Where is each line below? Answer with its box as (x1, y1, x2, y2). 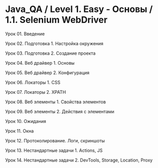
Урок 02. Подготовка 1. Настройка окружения (5, 40, 104, 46)
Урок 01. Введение (5, 31, 45, 37)
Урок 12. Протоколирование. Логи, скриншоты (5, 137, 105, 143)
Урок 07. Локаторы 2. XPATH (5, 89, 66, 95)
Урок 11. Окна (5, 128, 34, 134)
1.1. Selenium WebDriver (5, 14, 108, 26)
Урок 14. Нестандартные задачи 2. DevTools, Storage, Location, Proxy (5, 157, 153, 163)
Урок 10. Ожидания (5, 118, 46, 124)
